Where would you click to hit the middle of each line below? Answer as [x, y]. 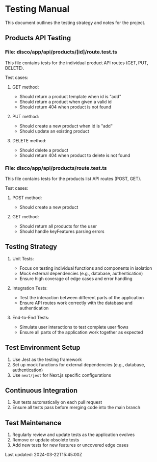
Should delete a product [44, 150]
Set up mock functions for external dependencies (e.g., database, [79, 364]
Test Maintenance [33, 423]
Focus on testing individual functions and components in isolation [86, 268]
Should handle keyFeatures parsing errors [62, 231]
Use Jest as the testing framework [47, 359]
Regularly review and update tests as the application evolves [73, 435]
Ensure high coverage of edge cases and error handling [76, 279]
